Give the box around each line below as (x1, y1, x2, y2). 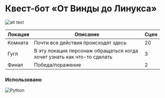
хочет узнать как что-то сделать (34, 53, 113, 60)
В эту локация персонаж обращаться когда (34, 47, 138, 54)
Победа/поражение (34, 61, 82, 68)
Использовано (5, 76, 42, 83)
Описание (74, 31, 100, 37)
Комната (7, 39, 28, 46)
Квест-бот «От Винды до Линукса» (5, 3, 157, 14)
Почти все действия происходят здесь (34, 39, 127, 46)
